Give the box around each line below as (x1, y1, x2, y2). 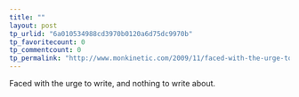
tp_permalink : (9, 54, 62, 63)
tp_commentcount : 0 (9, 46, 82, 55)
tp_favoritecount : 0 (9, 37, 86, 47)
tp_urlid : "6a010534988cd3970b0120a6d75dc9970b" (9, 29, 193, 38)
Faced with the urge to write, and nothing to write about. (9, 78, 216, 88)
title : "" (9, 12, 46, 22)
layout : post (9, 21, 58, 30)
